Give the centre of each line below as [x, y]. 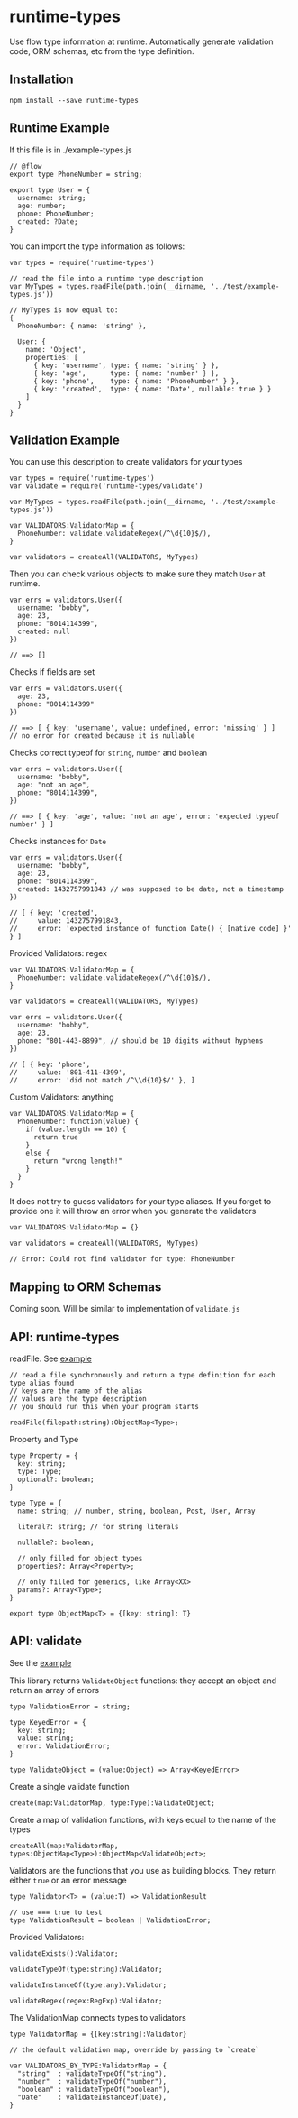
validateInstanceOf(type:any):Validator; [88, 1985]
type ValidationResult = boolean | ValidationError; [110, 1920]
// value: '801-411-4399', [68, 1073]
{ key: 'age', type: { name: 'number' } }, [126, 373]
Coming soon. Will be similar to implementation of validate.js [125, 1309]
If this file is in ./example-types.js [71, 150]
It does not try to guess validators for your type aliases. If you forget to [140, 1202]
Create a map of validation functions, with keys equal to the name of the [143, 1819]
